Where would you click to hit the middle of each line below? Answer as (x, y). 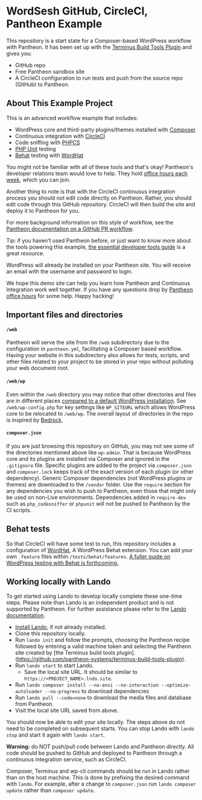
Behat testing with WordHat (49, 155)
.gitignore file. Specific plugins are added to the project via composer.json (99, 465)
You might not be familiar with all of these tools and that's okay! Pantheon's (100, 167)
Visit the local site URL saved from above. (67, 711)
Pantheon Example (54, 24)
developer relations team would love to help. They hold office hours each (97, 173)
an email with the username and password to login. (70, 271)
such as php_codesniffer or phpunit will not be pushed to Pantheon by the (98, 503)
